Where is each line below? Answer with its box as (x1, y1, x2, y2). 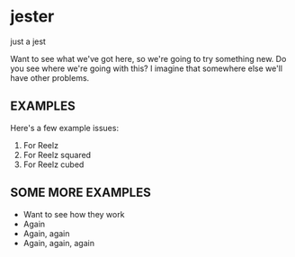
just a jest (10, 36, 46, 47)
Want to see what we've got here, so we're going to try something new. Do (10, 53, 287, 64)
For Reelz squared (22, 149, 92, 160)
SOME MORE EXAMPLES (10, 185, 151, 200)
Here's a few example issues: (10, 122, 120, 133)
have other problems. (10, 72, 90, 83)
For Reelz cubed (22, 159, 85, 170)
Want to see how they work (22, 208, 125, 219)
